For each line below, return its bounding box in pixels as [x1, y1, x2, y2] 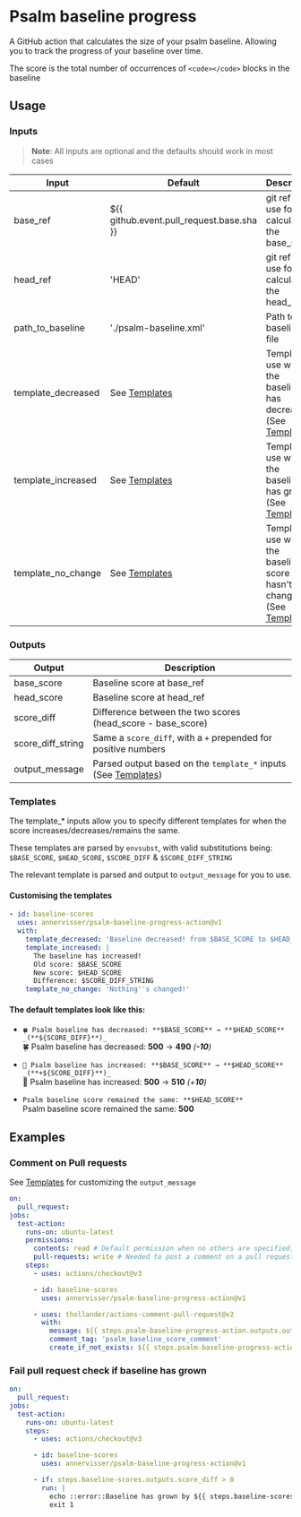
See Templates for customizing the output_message [9, 1177, 197, 1188]
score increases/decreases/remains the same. [9, 825, 181, 836]
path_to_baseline [13, 321, 85, 333]
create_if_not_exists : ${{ [48, 1343, 150, 1352]
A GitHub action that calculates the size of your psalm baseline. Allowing [9, 36, 278, 47]
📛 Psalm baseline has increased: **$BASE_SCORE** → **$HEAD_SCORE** [21, 1061, 284, 1070]
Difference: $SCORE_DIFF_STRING [32, 977, 154, 986]
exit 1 [48, 1500, 74, 1509]
